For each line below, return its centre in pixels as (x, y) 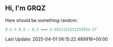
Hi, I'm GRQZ (25, 8)
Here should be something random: (42, 20)
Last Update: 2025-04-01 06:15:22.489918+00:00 (56, 39)
